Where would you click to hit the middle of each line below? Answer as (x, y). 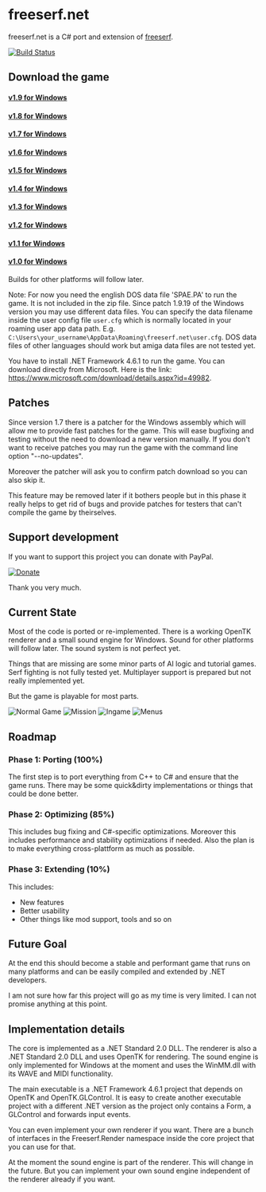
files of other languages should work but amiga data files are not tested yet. (132, 345)
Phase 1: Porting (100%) (56, 759)
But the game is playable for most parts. (73, 696)
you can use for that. (42, 1147)
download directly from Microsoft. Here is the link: (90, 369)
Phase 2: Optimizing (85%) (62, 814)
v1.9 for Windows (38, 97)
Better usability (44, 911)
